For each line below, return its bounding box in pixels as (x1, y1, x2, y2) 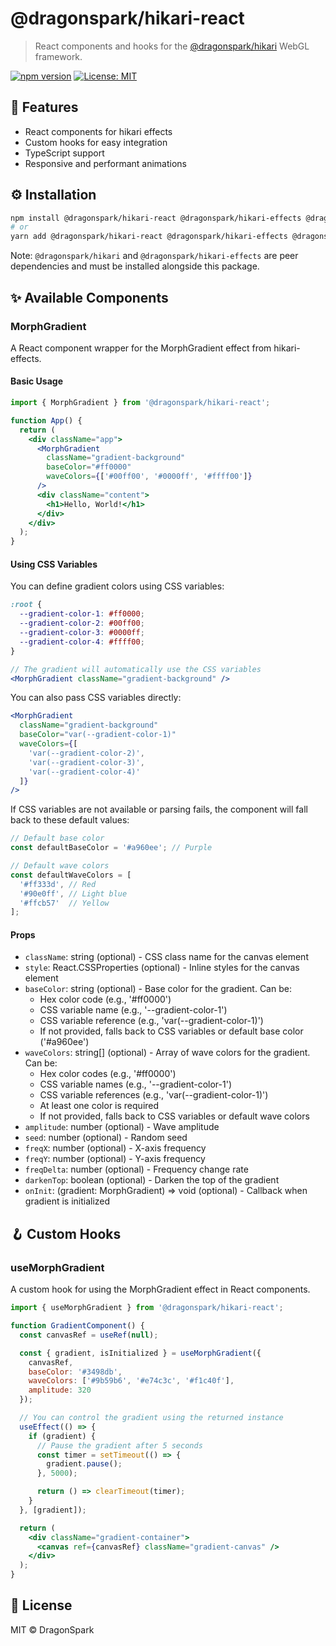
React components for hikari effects (24, 125, 173, 137)
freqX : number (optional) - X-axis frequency (24, 1142, 207, 1154)
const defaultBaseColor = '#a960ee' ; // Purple (10, 843, 213, 853)
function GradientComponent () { (10, 1321, 145, 1331)
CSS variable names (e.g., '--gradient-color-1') (39, 1078, 232, 1091)
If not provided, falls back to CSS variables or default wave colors (39, 1110, 310, 1122)
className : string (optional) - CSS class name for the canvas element (24, 951, 309, 963)
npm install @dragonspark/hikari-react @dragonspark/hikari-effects (10, 213, 302, 223)
